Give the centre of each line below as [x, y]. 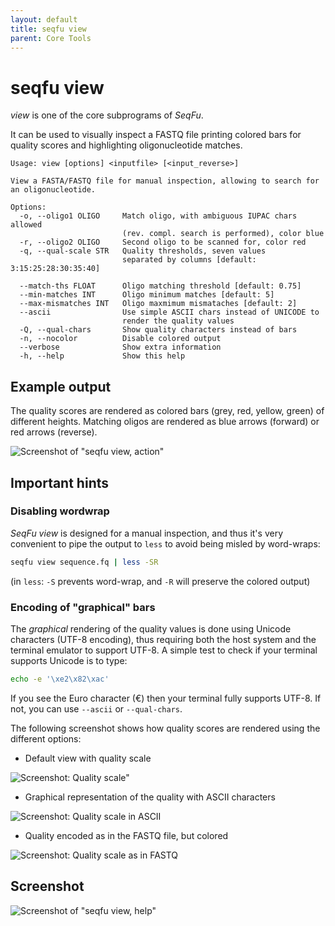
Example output [61, 386]
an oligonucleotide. [53, 190]
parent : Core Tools [51, 38]
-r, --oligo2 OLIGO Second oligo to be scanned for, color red [163, 242]
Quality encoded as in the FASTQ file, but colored [126, 835]
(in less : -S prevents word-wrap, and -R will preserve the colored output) [160, 581]
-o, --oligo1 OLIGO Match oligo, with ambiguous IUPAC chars [158, 216]
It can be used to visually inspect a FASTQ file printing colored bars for [156, 135]
